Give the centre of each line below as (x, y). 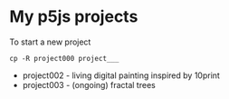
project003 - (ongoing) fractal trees (89, 84)
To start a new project (50, 42)
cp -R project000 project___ (64, 58)
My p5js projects (74, 17)
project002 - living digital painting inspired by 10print (121, 75)
